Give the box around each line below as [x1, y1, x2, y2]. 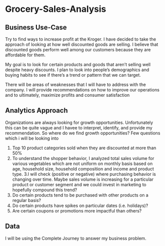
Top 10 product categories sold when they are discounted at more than [12, 145, 157, 151]
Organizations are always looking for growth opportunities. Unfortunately [5, 120, 154, 125]
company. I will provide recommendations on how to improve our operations [5, 87, 160, 92]
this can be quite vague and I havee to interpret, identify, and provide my [5, 124, 153, 130]
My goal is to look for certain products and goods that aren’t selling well [5, 62, 151, 67]
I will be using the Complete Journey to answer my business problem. [5, 235, 147, 241]
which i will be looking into [5, 135, 59, 141]
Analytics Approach [5, 106, 68, 115]
